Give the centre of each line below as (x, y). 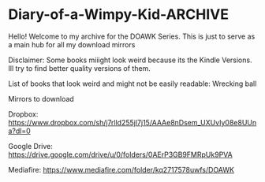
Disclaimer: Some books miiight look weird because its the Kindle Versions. (130, 60)
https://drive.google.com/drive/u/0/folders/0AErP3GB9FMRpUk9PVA (120, 154)
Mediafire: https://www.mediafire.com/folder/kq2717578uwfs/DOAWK (121, 169)
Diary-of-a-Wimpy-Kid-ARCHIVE (118, 15)
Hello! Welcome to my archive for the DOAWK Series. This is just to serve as (132, 36)
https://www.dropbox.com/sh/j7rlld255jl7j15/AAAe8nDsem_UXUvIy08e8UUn (132, 122)
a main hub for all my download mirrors (72, 44)
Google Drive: (31, 146)
